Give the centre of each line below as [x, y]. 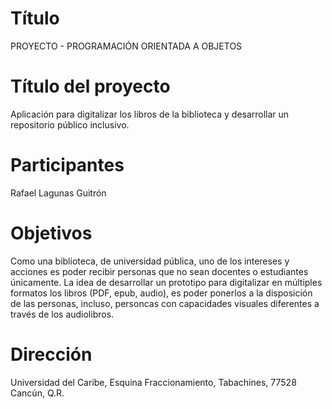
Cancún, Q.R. [37, 393]
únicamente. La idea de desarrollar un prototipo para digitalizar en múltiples [166, 282]
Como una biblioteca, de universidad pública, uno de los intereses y [150, 261]
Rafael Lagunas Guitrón [58, 193]
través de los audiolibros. [62, 314]
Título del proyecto [90, 86]
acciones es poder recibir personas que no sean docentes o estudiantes [159, 271]
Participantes [67, 165]
